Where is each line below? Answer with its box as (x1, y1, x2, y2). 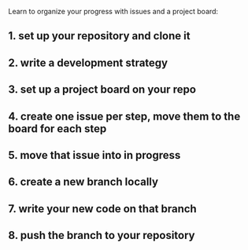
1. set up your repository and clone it (8, 29, 191, 42)
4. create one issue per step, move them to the (8, 109, 241, 123)
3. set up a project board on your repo (8, 83, 197, 97)
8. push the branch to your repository (8, 229, 195, 242)
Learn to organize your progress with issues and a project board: (8, 7, 219, 16)
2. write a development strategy (8, 56, 168, 69)
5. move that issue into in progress (8, 149, 181, 162)
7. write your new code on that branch (8, 202, 197, 215)
